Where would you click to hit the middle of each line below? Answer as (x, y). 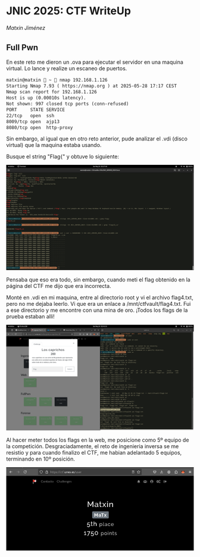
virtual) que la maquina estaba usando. (54, 145)
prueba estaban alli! (30, 317)
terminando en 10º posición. (41, 459)
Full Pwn (22, 48)
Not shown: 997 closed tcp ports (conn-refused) (68, 104)
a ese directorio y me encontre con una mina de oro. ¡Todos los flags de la (97, 310)
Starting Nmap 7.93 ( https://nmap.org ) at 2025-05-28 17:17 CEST (92, 86)
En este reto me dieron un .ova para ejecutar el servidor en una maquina (95, 62)
